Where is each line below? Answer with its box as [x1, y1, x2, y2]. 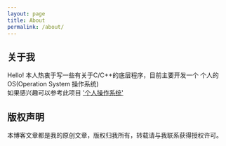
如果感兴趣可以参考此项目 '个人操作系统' [7, 88, 124, 97]
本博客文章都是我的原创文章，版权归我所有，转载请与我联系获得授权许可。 [7, 131, 222, 139]
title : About [7, 17, 46, 24]
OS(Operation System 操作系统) [7, 80, 100, 88]
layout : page [7, 10, 46, 18]
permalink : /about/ [7, 23, 65, 30]
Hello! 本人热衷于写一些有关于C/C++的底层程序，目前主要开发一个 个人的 [7, 71, 219, 79]
